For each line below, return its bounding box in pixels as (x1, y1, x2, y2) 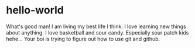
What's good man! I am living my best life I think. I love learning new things (6, 23, 186, 30)
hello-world (6, 4, 64, 17)
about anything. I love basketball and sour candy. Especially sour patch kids (6, 29, 189, 36)
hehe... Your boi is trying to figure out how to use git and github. (6, 35, 160, 42)
